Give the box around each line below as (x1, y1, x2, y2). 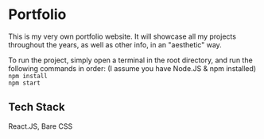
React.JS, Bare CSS (8, 121, 73, 131)
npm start (8, 79, 41, 87)
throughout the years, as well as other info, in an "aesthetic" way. (8, 39, 223, 49)
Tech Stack (8, 100, 65, 114)
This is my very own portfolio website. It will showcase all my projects (8, 32, 237, 41)
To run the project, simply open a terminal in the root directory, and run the (8, 55, 253, 65)
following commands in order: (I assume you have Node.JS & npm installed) (8, 63, 257, 73)
